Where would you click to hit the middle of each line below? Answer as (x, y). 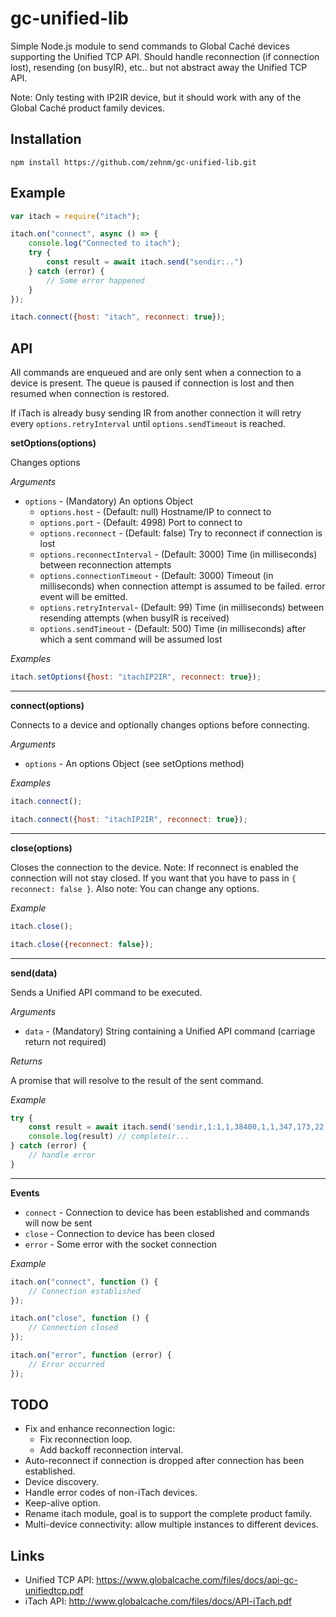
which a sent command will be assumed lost (131, 639)
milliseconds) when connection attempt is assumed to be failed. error (182, 586)
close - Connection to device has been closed (119, 1233)
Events (25, 1193)
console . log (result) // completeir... (109, 1137)
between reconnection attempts (105, 565)
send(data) (34, 973)
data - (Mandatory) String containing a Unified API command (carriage (170, 1031)
